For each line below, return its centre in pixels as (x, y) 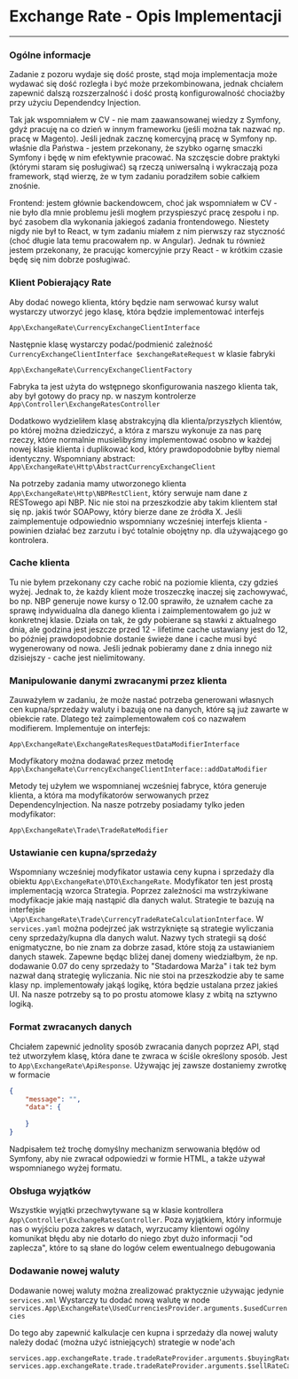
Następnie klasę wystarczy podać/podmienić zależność (111, 344)
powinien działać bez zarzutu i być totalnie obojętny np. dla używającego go (149, 531)
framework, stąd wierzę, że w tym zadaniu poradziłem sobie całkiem (134, 177)
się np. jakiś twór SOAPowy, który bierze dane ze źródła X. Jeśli (125, 511)
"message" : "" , (53, 1099)
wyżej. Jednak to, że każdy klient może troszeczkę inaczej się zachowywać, (149, 591)
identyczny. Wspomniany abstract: (72, 458)
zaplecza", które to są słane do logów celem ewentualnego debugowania (142, 1248)
